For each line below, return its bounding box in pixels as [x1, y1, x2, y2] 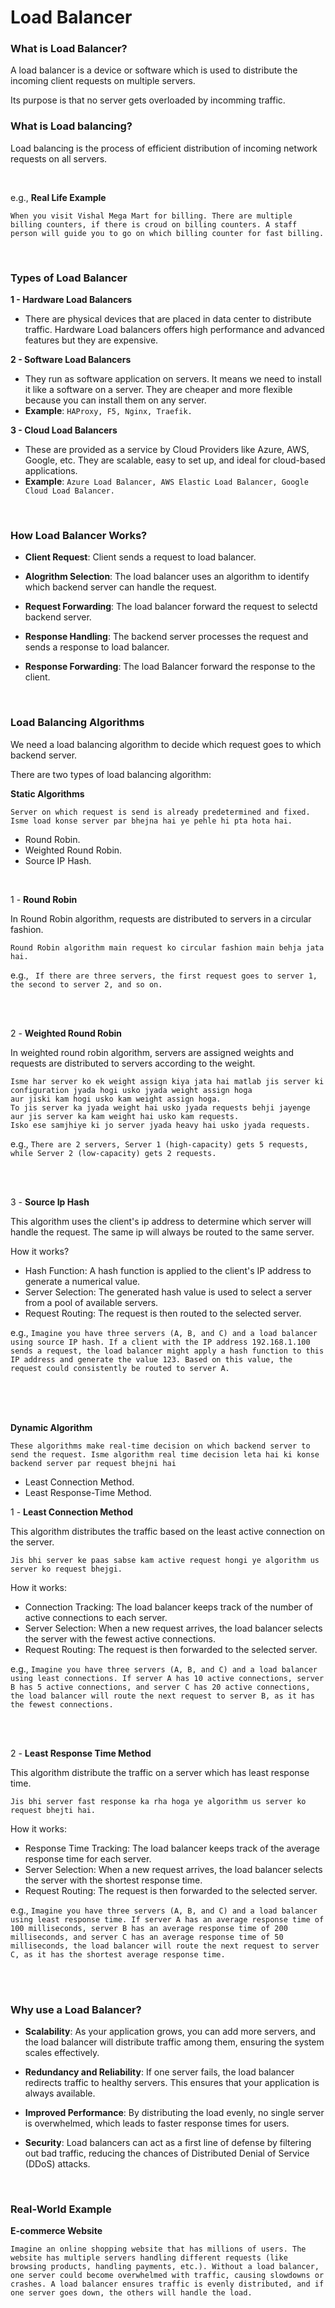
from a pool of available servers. [24, 1296, 159, 1308]
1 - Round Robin [10, 893, 78, 905]
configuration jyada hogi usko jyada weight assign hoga [10, 1085, 253, 1095]
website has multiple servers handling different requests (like [10, 2253, 288, 2263]
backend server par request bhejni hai [10, 1458, 177, 1468]
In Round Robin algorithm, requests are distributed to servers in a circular [10, 912, 312, 925]
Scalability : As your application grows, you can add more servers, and [24, 2025, 317, 2037]
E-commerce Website [10, 2225, 103, 2237]
